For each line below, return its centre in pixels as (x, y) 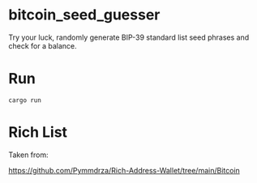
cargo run (25, 100)
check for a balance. (43, 45)
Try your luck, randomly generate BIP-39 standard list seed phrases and (129, 37)
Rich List (38, 132)
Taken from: (28, 155)
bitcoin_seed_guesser (84, 15)
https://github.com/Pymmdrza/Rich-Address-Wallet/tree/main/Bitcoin (124, 170)
